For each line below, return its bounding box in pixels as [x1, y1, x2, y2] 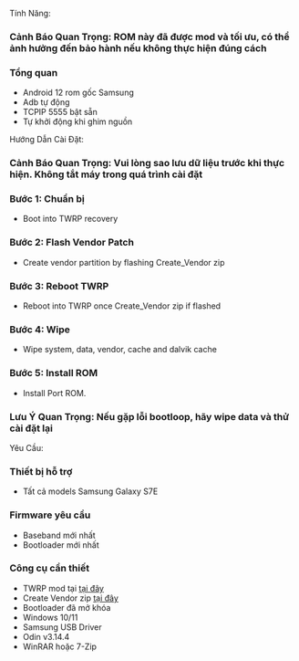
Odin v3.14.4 [22, 631, 70, 642]
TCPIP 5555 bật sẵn [22, 107, 98, 118]
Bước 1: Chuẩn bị [9, 193, 85, 205]
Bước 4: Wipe [9, 323, 71, 336]
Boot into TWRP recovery [22, 214, 119, 225]
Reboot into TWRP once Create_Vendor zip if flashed [22, 300, 222, 311]
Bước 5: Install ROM [9, 367, 98, 380]
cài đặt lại [9, 422, 53, 435]
